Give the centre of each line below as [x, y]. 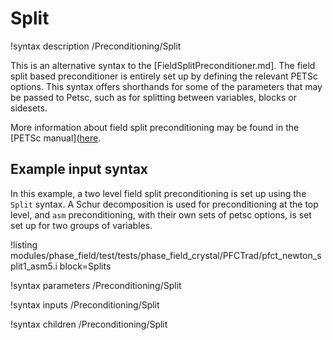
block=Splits [85, 266]
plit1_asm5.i [34, 266]
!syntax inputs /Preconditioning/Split [85, 304]
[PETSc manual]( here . [56, 138]
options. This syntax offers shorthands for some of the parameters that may [166, 86]
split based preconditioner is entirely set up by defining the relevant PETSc [164, 76]
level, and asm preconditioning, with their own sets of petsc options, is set [161, 214]
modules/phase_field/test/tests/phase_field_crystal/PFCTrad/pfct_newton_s [166, 255]
